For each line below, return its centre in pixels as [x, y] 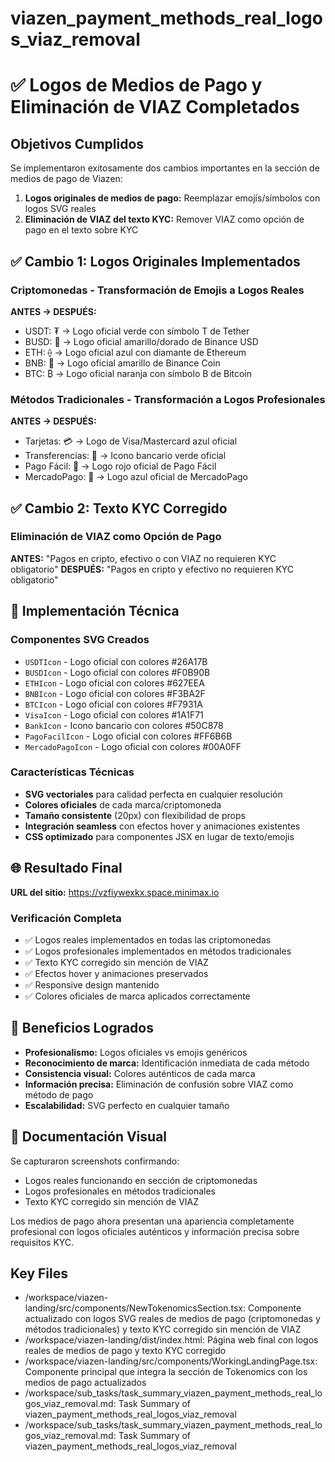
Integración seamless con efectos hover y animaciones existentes [162, 826]
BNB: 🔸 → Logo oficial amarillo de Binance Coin [122, 363]
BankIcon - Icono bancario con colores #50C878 [124, 725]
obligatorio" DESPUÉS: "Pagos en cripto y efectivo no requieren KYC [152, 569]
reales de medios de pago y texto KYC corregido [125, 1351]
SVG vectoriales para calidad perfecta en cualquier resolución [153, 794]
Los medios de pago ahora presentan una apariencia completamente [152, 1221]
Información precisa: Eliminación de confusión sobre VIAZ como [159, 1084]
